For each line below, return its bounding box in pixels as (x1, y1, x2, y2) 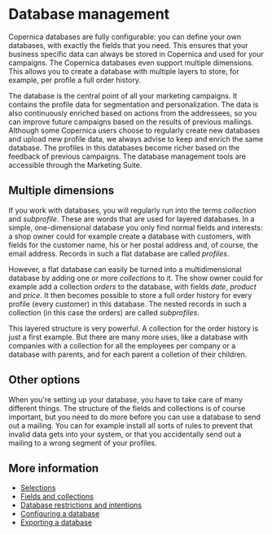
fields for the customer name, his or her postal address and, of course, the (8, 239, 259, 249)
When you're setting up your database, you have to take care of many (8, 394, 243, 404)
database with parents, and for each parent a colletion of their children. (8, 349, 248, 359)
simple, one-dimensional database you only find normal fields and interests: (8, 222, 263, 232)
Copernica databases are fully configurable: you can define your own (8, 32, 242, 42)
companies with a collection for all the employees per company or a (8, 340, 236, 350)
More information (8, 461, 99, 475)
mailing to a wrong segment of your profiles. (8, 437, 157, 448)
